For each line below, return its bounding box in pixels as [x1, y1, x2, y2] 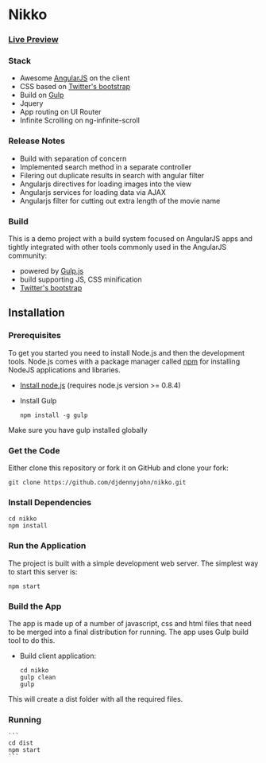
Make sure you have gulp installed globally [8, 425, 148, 434]
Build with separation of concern [19, 154, 127, 163]
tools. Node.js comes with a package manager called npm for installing [8, 356, 241, 366]
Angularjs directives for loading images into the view [19, 179, 192, 189]
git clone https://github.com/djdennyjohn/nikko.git [8, 478, 187, 486]
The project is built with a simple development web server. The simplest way [8, 559, 259, 568]
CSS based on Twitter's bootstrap [19, 82, 131, 91]
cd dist [8, 739, 34, 747]
